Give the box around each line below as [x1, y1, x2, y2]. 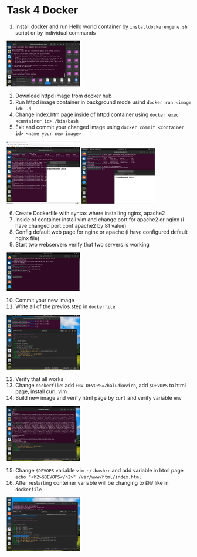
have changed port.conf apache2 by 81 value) [15, 222, 127, 229]
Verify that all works [15, 376, 64, 383]
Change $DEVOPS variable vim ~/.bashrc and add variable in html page [15, 467, 184, 474]
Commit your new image [15, 296, 75, 303]
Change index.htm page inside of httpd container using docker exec [15, 111, 179, 118]
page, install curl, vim [15, 388, 67, 395]
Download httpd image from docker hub [15, 92, 112, 100]
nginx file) [15, 235, 40, 242]
